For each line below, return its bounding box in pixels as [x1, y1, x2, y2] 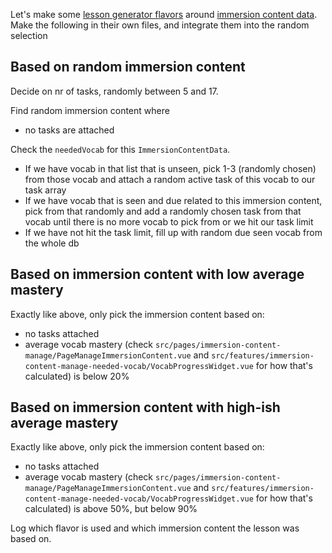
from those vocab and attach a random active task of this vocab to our [24, 173, 316, 185]
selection [10, 30, 48, 41]
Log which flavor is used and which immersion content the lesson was [10, 522, 300, 534]
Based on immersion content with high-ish [10, 399, 281, 416]
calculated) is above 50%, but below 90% [24, 503, 198, 515]
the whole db [24, 237, 80, 249]
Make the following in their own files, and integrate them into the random [10, 19, 310, 31]
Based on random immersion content [10, 59, 246, 76]
